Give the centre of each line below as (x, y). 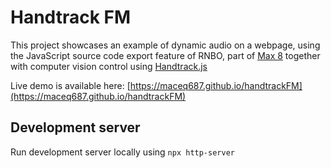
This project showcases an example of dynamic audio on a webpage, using (165, 45)
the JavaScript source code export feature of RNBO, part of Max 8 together (165, 55)
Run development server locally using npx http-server (122, 152)
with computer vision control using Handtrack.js (109, 66)
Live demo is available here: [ (70, 85)
